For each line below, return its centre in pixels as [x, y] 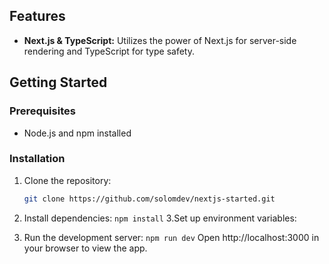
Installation [37, 159]
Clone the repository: [67, 180]
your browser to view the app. [85, 248]
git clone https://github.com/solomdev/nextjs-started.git [149, 199]
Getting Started [58, 82]
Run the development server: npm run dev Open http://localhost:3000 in [171, 237]
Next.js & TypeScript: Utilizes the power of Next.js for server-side [160, 40]
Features [37, 16]
